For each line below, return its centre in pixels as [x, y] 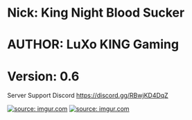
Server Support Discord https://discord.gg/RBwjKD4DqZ [88, 96]
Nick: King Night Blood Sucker [96, 13]
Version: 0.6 [43, 76]
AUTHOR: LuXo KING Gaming [93, 45]
